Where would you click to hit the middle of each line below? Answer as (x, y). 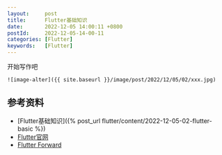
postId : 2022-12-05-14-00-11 (56, 33)
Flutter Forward (39, 145)
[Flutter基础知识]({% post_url (59, 121)
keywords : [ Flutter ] (40, 46)
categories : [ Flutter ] (40, 40)
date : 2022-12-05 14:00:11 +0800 (65, 26)
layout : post (32, 14)
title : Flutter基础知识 (47, 20)
